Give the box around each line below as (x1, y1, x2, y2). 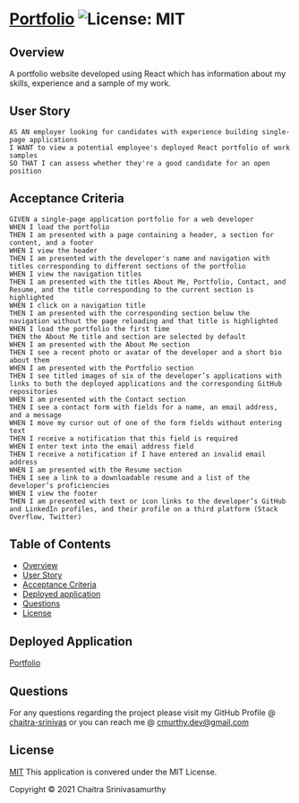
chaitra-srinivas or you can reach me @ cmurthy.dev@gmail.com (9, 717, 249, 728)
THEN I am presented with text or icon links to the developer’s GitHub (9, 497, 286, 506)
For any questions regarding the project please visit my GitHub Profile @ (9, 707, 276, 718)
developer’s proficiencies (9, 481, 110, 490)
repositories (9, 387, 58, 396)
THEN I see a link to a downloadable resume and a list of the (9, 473, 251, 483)
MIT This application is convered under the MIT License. (9, 766, 218, 777)
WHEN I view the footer (9, 489, 98, 498)
